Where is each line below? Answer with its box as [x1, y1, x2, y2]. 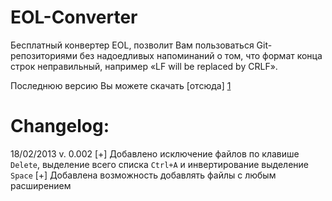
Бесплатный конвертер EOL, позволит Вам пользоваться [10, 39, 255, 51]
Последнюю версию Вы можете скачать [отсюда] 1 [10, 79, 232, 91]
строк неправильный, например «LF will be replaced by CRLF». [10, 60, 278, 72]
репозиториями [10, 49, 78, 61]
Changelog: [10, 115, 110, 138]
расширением [10, 179, 72, 191]
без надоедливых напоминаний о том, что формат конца [79, 49, 323, 61]
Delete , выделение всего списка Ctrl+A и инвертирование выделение [10, 158, 309, 170]
